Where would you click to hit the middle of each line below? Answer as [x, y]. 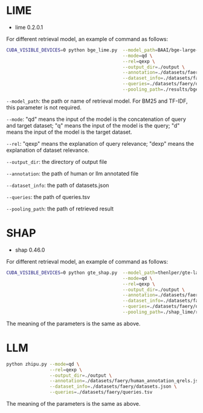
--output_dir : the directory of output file [57, 161]
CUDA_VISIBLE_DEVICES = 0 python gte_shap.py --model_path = [82, 273]
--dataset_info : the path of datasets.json [58, 185]
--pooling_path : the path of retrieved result [60, 209]
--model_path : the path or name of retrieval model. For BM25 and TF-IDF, [97, 101]
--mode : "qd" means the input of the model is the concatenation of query [96, 119]
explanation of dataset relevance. [48, 150]
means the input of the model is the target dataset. [69, 132]
